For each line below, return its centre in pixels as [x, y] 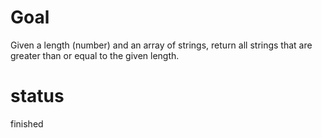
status [37, 96]
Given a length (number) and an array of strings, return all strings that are [161, 45]
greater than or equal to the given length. [95, 55]
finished [27, 123]
